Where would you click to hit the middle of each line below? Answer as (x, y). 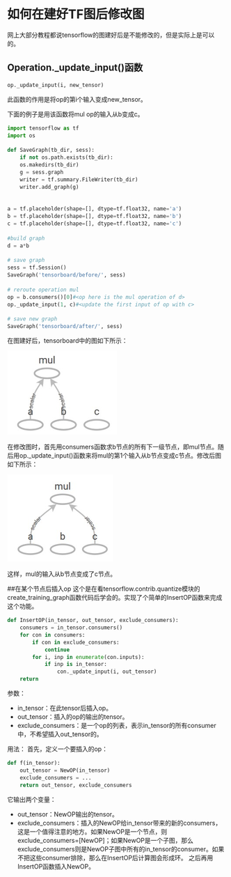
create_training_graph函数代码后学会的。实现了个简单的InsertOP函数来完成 (115, 598)
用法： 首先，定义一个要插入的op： (57, 749)
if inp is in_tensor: (76, 665)
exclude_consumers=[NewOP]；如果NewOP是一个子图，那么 (105, 840)
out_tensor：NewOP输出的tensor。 (67, 814)
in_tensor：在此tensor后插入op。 (65, 708)
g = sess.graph (42, 172)
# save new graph (32, 319)
